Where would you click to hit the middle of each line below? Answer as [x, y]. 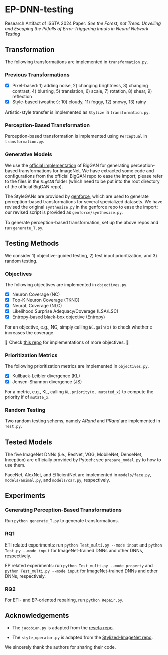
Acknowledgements [37, 616]
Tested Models [29, 442]
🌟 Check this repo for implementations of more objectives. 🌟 [67, 342]
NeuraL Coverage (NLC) [37, 306]
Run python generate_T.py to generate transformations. [62, 521]
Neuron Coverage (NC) [36, 294]
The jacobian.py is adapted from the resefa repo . [63, 628]
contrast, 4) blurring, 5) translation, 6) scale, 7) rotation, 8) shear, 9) [82, 91]
